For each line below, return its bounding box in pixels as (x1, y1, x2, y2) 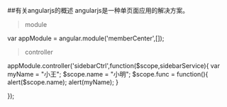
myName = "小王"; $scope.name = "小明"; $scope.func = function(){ (7, 70, 209, 78)
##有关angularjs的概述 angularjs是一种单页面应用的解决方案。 (7, 6, 189, 14)
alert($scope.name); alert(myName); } (7, 78, 119, 86)
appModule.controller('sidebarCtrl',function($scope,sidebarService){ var (7, 62, 221, 69)
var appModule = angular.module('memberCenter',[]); (7, 34, 165, 43)
